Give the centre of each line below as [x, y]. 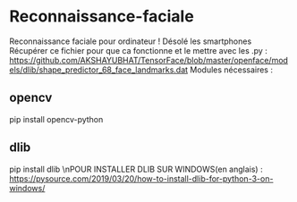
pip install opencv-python [56, 119]
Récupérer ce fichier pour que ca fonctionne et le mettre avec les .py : [139, 50]
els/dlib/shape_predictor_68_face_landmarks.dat [99, 70]
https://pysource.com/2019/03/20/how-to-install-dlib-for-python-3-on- [141, 178]
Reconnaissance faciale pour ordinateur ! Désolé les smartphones [131, 41]
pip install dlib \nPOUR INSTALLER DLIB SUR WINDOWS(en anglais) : [136, 169]
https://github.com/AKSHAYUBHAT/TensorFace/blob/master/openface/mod [149, 60]
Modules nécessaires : [231, 70]
